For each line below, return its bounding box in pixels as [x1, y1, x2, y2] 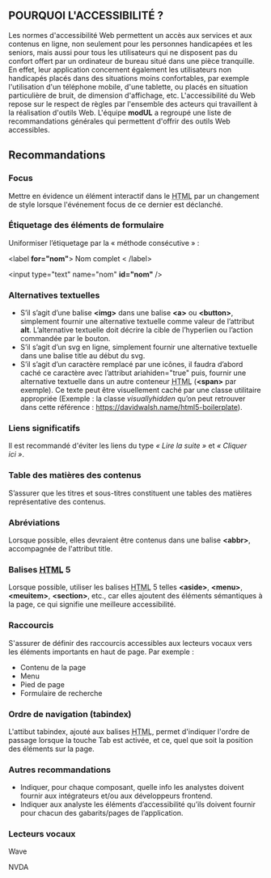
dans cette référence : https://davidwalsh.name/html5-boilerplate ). [19, 403, 243, 412]
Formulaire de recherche [19, 688, 103, 698]
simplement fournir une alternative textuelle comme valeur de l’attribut [19, 317, 255, 327]
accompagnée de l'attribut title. [8, 543, 113, 553]
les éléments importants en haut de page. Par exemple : [8, 647, 194, 656]
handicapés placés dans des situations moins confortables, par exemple [8, 73, 249, 82]
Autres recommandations [8, 764, 112, 775]
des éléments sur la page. [8, 744, 95, 753]
